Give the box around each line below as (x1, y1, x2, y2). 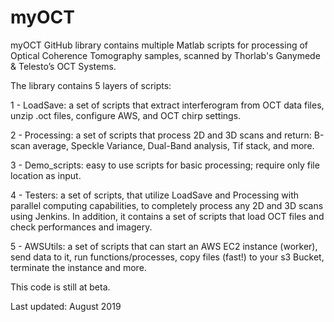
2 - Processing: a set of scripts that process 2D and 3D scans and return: (10, 129, 312, 141)
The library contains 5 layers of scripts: (10, 79, 172, 91)
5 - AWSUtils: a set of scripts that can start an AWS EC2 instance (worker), (10, 240, 318, 252)
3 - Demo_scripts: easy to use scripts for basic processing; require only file (10, 159, 320, 171)
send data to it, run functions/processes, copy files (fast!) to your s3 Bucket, (10, 251, 325, 263)
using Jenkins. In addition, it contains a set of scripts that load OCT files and (10, 210, 325, 222)
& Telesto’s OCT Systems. (10, 60, 117, 72)
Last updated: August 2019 (10, 300, 122, 312)
